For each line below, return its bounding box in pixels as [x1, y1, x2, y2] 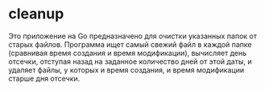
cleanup [8, 5, 64, 23]
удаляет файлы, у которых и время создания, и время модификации [8, 65, 244, 74]
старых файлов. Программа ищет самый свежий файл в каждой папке [8, 39, 252, 49]
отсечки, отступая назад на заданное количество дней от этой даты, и [8, 57, 252, 66]
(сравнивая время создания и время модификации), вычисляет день [8, 48, 247, 57]
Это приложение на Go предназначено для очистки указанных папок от [8, 31, 258, 41]
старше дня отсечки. [8, 73, 81, 83]
